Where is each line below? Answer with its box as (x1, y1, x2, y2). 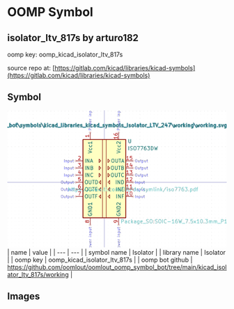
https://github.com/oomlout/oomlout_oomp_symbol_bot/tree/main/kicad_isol (7, 262, 227, 271)
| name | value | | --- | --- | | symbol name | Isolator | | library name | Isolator (7, 248, 226, 256)
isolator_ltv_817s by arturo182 (7, 32, 139, 44)
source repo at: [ (7, 64, 55, 72)
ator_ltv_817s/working (7, 270, 69, 278)
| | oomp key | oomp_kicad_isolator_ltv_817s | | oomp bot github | (7, 255, 193, 264)
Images (7, 290, 40, 303)
